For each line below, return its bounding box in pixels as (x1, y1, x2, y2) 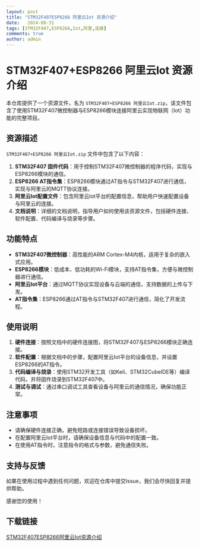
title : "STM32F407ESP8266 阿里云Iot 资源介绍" (6, 14, 118, 20)
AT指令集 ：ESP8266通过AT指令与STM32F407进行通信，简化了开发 (14, 295, 181, 302)
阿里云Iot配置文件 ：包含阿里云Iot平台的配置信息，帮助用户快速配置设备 (14, 192, 189, 200)
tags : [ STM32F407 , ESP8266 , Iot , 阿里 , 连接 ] (6, 25, 107, 31)
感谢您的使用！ (6, 497, 43, 504)
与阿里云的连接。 (14, 200, 57, 207)
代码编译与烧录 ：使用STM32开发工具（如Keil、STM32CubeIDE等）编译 (14, 368, 190, 375)
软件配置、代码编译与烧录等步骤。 (14, 214, 99, 222)
